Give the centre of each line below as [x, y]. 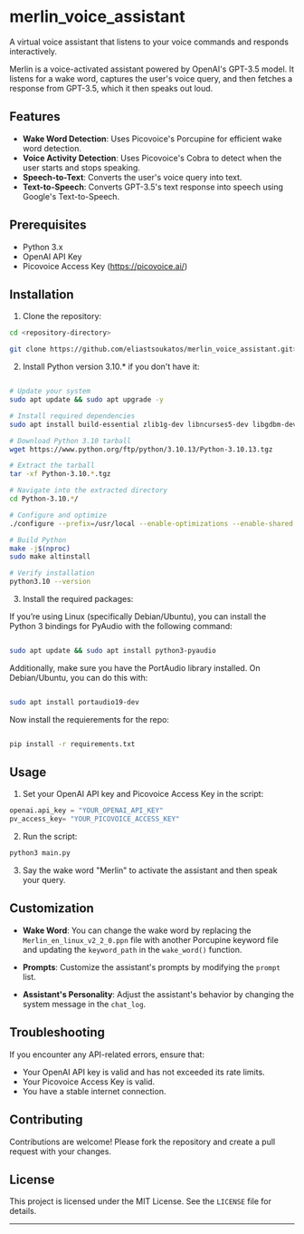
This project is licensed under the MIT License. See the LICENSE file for [140, 1201]
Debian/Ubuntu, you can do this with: [79, 677]
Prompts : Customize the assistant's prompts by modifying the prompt [152, 967]
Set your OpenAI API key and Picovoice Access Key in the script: [143, 794]
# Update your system [50, 392]
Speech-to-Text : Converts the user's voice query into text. [132, 177]
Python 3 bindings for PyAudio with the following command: [121, 626]
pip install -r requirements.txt [72, 744]
